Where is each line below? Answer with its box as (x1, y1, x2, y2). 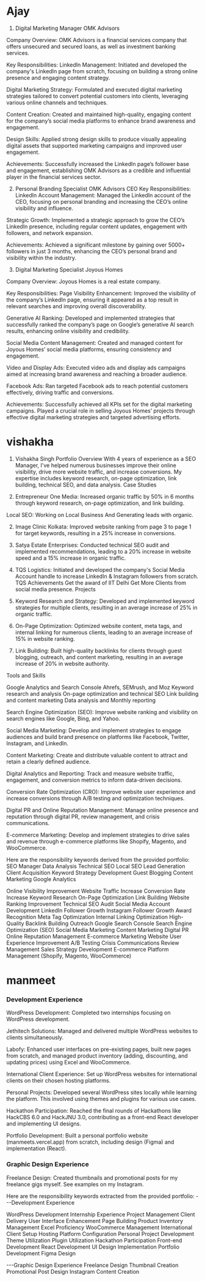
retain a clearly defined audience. (6, 758, 91, 765)
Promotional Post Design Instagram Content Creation (6, 1268, 140, 1275)
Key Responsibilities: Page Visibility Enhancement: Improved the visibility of (6, 289, 196, 297)
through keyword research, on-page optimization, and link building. (15, 499, 185, 507)
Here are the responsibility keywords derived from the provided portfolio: (6, 856, 190, 863)
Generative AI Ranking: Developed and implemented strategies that (6, 314, 175, 322)
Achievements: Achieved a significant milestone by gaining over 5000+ (6, 241, 185, 248)
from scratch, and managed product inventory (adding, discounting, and (6, 1052, 188, 1059)
